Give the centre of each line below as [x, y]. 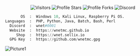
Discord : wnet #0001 [33, 26]
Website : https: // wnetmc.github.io [50, 30]
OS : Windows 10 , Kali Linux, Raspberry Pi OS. [72, 17]
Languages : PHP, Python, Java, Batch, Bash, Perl [60, 21]
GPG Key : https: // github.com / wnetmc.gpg [55, 39]
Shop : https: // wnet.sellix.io [50, 35]
